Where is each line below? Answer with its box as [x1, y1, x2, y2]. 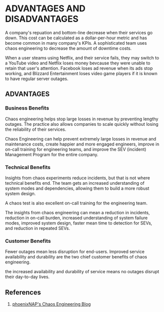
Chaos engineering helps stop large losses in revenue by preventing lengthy [5, 116, 159, 122]
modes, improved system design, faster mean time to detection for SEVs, [5, 220, 153, 226]
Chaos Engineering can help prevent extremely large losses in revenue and [5, 136, 157, 142]
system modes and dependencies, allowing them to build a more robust [5, 185, 149, 191]
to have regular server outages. [5, 76, 69, 82]
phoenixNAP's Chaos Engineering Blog [12, 301, 91, 307]
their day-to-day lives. [5, 274, 50, 280]
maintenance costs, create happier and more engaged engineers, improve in [5, 141, 160, 147]
